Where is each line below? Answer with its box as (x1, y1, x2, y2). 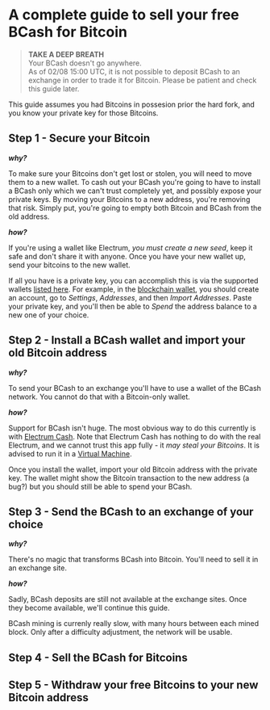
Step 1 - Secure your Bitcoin (8, 132, 151, 145)
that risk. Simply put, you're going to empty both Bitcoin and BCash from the (8, 203, 262, 212)
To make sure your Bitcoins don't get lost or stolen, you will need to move (8, 168, 252, 179)
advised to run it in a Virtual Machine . (8, 448, 132, 458)
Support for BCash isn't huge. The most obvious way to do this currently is (8, 422, 256, 433)
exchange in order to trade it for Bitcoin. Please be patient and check (27, 75, 257, 85)
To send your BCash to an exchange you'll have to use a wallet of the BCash (8, 383, 262, 393)
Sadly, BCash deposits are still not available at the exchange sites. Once (8, 594, 247, 604)
